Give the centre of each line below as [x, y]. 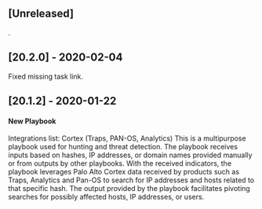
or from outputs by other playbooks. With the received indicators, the [120, 163]
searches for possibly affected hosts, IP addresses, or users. [106, 197]
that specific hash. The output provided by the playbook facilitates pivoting [129, 189]
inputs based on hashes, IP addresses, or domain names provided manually [130, 155]
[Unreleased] [41, 14]
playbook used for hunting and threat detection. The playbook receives [123, 147]
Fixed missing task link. [46, 76]
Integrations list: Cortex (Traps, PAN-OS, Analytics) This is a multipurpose [127, 138]
